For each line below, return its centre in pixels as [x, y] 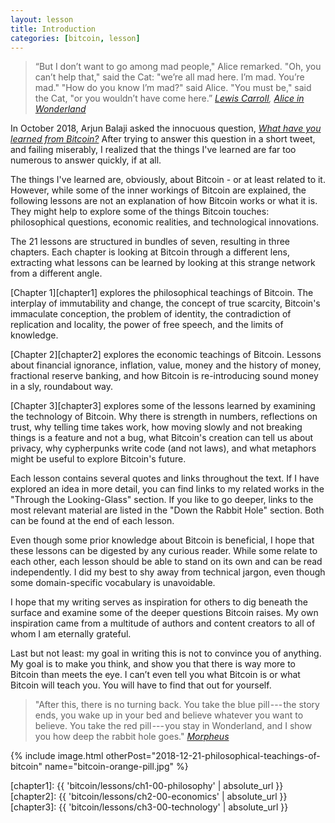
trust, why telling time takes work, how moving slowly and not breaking [156, 427]
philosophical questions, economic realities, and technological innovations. [165, 222]
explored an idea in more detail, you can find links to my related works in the [167, 489]
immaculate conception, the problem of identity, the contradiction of [151, 314]
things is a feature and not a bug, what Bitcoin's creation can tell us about [162, 438]
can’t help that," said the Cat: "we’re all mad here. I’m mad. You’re [169, 77]
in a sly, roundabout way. [62, 387]
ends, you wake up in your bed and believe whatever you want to [169, 715]
